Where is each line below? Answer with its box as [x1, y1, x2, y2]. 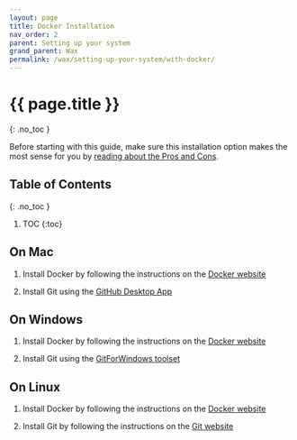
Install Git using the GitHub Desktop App [22, 286, 173, 297]
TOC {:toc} [22, 218, 63, 229]
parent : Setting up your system [9, 38, 130, 48]
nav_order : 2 [9, 30, 58, 39]
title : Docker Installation [9, 22, 115, 31]
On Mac [9, 244, 54, 260]
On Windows [9, 312, 84, 327]
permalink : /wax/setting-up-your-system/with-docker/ [9, 55, 216, 64]
